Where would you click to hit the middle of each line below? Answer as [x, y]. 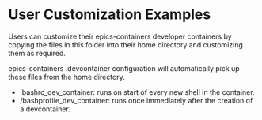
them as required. [37, 53]
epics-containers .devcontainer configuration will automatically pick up [124, 68]
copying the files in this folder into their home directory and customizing [125, 44]
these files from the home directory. [66, 77]
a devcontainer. [45, 109]
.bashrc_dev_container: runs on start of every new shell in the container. [137, 92]
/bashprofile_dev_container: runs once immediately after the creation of [136, 100]
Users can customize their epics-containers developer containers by [120, 36]
